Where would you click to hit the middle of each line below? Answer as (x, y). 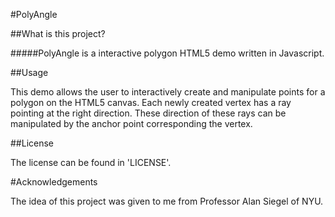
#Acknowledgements (54, 182)
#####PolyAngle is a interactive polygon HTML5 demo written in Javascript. (167, 53)
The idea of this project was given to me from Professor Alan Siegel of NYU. (167, 201)
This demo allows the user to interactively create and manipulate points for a (168, 92)
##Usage (29, 72)
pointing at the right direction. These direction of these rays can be (148, 113)
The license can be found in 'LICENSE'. (91, 162)
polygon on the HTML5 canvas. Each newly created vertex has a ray (151, 102)
